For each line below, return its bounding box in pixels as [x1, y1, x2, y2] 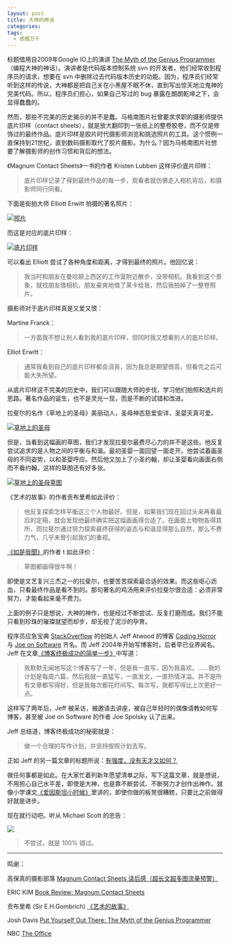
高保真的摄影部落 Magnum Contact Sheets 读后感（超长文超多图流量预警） [7, 875, 219, 883]
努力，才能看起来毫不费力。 [7, 595, 86, 603]
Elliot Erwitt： [7, 348, 45, 356]
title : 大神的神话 [7, 16, 55, 23]
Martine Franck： [7, 319, 56, 327]
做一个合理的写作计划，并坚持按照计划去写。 [23, 742, 151, 750]
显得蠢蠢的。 [7, 98, 43, 106]
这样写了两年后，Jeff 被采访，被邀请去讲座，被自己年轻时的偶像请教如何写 [7, 704, 218, 713]
